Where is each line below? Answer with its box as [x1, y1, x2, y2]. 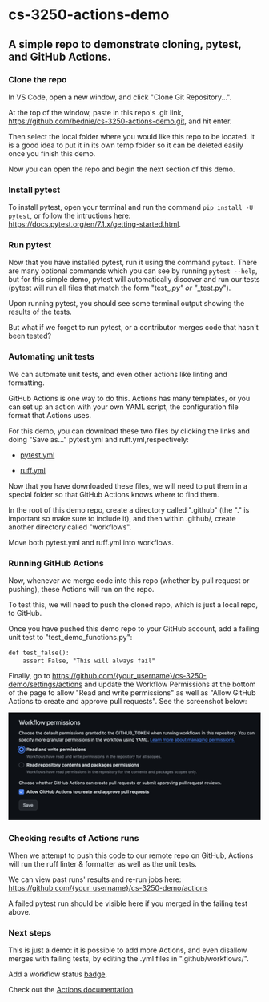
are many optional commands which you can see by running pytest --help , [8, 266, 258, 276]
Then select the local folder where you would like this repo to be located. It [8, 131, 255, 141]
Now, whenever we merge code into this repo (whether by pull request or [8, 576, 250, 586]
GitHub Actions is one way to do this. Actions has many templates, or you [8, 393, 251, 403]
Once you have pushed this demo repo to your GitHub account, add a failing [8, 624, 259, 634]
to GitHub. [8, 609, 42, 618]
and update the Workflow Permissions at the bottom [83, 679, 256, 690]
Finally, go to [8, 671, 50, 681]
